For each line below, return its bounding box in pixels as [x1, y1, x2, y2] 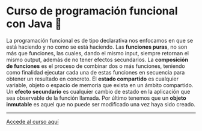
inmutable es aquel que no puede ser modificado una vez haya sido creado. [6, 100, 196, 108]
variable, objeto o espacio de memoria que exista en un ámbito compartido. [6, 81, 194, 88]
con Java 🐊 [6, 17, 62, 31]
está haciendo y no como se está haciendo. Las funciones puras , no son [6, 43, 188, 50]
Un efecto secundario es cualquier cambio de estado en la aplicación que [6, 88, 191, 95]
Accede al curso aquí [6, 118, 59, 125]
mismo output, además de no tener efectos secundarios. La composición [6, 56, 188, 63]
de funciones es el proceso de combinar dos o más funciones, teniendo [6, 62, 185, 70]
